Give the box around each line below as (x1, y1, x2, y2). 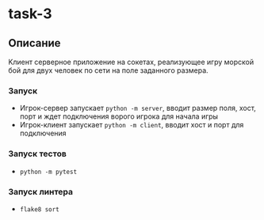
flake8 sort (19, 205, 59, 214)
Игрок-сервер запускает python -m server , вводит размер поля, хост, (19, 104, 256, 113)
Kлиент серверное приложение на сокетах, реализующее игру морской (8, 57, 254, 66)
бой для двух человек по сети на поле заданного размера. (8, 66, 209, 75)
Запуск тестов (8, 148, 67, 159)
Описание (8, 36, 61, 50)
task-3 (8, 5, 52, 23)
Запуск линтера (8, 186, 74, 197)
